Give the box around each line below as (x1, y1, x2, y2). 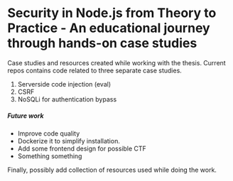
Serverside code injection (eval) (17, 79, 112, 88)
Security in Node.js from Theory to (7, 5, 217, 21)
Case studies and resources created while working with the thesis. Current (7, 58, 226, 67)
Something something (17, 151, 82, 160)
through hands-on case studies (7, 35, 197, 51)
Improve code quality (17, 129, 80, 138)
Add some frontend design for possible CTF (17, 144, 147, 153)
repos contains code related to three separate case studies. (7, 66, 183, 75)
